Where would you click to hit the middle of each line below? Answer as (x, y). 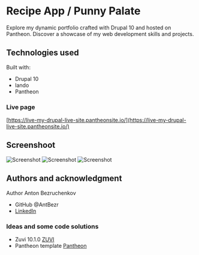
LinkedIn (25, 211)
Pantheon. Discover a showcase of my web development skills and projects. (100, 34)
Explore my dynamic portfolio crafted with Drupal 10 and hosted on (89, 28)
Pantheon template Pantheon (51, 245)
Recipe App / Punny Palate (73, 11)
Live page (21, 107)
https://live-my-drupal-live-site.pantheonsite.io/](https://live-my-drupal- (97, 120)
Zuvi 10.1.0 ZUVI (34, 239)
